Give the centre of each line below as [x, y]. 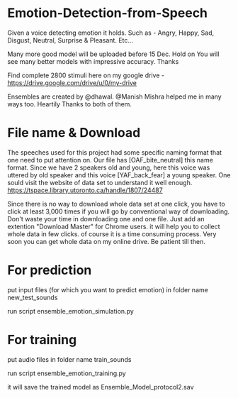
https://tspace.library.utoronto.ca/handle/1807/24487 [85, 190]
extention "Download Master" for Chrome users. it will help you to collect [114, 226]
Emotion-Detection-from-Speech [107, 13]
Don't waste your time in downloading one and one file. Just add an [106, 219]
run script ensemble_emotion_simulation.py [71, 311]
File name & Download [74, 133]
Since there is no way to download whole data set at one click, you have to [116, 204]
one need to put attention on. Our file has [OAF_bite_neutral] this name [110, 160]
